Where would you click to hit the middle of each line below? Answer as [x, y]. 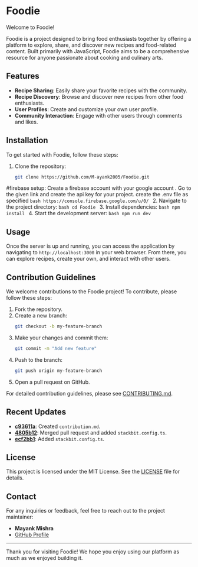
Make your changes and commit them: [61, 338]
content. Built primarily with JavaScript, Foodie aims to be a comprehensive [98, 51]
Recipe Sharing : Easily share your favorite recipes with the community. [101, 90]
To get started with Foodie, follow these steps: [62, 154]
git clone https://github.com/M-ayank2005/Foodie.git [82, 177]
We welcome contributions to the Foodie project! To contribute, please [92, 291]
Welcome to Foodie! [30, 27]
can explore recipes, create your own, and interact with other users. [88, 259]
